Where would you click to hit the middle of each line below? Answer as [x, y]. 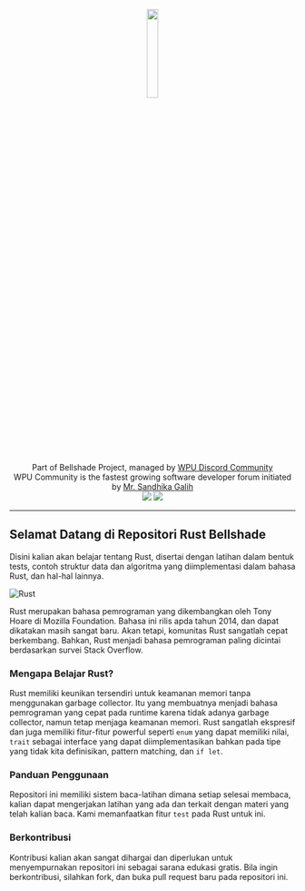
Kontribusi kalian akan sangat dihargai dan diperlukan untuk [121, 857]
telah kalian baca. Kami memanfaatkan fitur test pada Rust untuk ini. [138, 814]
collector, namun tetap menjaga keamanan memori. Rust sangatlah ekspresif [152, 723]
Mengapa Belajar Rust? [62, 673]
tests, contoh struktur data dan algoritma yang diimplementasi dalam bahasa [152, 566]
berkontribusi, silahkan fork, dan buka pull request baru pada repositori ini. [149, 876]
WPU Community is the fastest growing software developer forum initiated [152, 477]
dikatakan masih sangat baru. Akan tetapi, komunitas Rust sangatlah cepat [149, 630]
